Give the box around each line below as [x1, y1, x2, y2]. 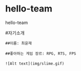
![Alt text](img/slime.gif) [5, 61, 65, 66]
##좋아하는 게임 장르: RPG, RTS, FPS [5, 51, 76, 56]
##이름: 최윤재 [5, 40, 32, 45]
